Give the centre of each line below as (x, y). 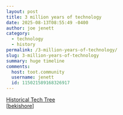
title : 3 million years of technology (54, 17)
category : (18, 34)
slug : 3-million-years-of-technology (53, 55)
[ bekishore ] (20, 106)
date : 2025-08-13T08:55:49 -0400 (47, 22)
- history (23, 45)
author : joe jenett (30, 28)
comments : (18, 66)
